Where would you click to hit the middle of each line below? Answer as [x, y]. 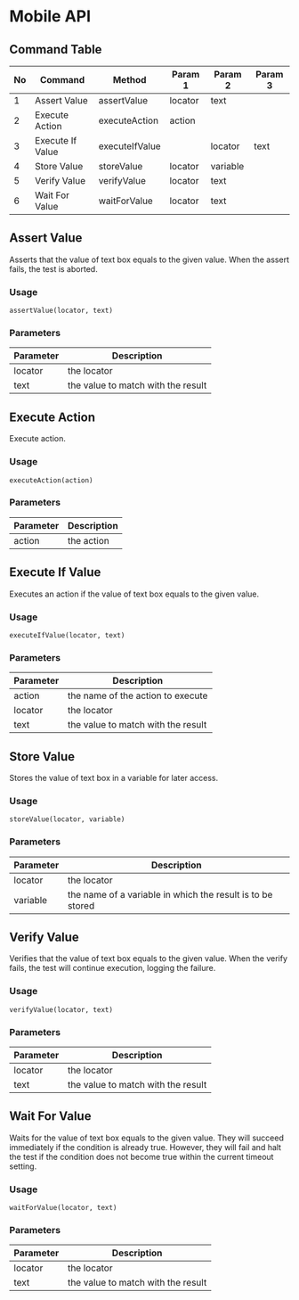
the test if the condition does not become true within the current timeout [141, 1156]
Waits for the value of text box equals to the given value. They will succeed [147, 1138]
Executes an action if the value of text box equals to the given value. [134, 594]
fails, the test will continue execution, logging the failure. [113, 968]
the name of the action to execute [137, 695]
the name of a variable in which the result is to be [170, 894]
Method [129, 80]
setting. [23, 1166]
